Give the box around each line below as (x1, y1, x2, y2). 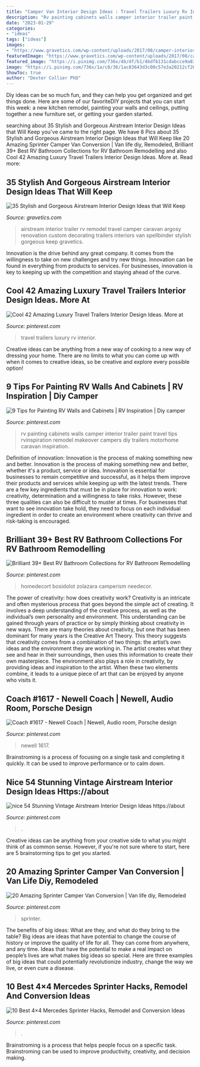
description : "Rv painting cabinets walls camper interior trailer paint (6, 14, 193, 20)
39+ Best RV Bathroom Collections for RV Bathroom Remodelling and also (6, 147, 187, 155)
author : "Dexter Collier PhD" (6, 75, 82, 81)
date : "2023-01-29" (6, 20, 55, 26)
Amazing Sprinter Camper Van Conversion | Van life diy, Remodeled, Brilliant (6, 141, 193, 148)
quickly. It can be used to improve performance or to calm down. (6, 760, 165, 767)
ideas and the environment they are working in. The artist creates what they (6, 645, 192, 652)
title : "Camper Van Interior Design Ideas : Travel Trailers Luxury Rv (6, 8, 187, 15)
